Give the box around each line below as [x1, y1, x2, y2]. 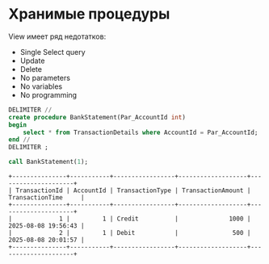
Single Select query [19, 47, 86, 57]
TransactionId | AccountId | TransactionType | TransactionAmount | [15, 186, 251, 195]
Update [19, 56, 45, 65]
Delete [19, 64, 43, 73]
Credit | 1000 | [116, 215, 251, 223]
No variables [19, 82, 63, 91]
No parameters [19, 73, 71, 82]
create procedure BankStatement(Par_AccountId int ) [8, 113, 186, 121]
